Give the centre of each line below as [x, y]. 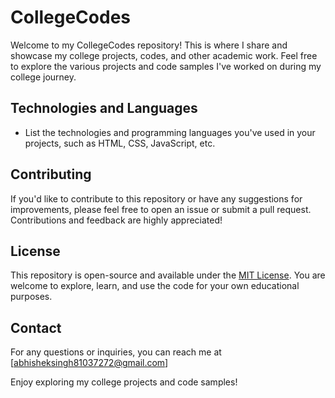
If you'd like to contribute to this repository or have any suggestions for [156, 198]
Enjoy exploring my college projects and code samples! [124, 382]
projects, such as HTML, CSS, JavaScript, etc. [120, 143]
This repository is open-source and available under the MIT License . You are [168, 275]
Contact [36, 327]
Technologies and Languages [104, 108]
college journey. [43, 77]
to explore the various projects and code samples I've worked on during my [166, 66]
